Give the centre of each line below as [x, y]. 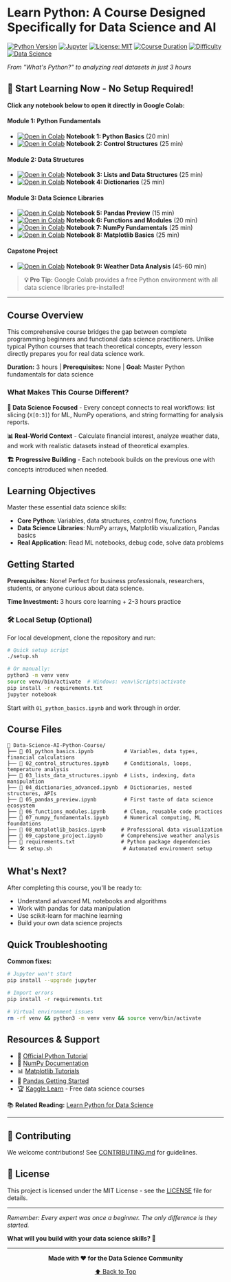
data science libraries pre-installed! [74, 287]
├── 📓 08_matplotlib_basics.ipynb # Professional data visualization [115, 830]
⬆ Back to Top [115, 1271]
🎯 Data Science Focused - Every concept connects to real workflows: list [111, 407]
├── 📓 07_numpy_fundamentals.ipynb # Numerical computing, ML [104, 817]
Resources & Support [54, 1039]
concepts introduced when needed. [58, 469]
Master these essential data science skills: [67, 507]
